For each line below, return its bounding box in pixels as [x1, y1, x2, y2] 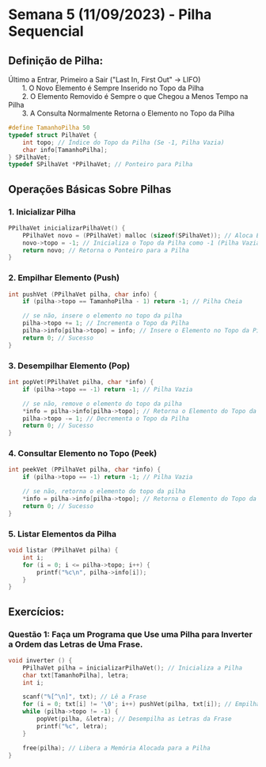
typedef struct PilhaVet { [8, 131, 97, 139]
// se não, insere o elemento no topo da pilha [22, 312, 182, 320]
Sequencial [8, 22, 85, 40]
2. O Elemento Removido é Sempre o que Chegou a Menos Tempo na [22, 92, 249, 101]
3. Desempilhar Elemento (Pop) [8, 360, 131, 371]
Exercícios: [8, 605, 65, 618]
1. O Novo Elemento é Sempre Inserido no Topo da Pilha [22, 83, 204, 93]
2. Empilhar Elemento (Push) [8, 272, 120, 283]
